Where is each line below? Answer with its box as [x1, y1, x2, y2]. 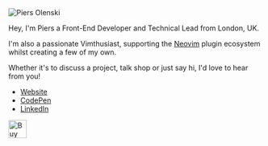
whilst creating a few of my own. [8, 47, 117, 57]
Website [19, 87, 48, 96]
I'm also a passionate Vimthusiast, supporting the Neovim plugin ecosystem [8, 39, 261, 48]
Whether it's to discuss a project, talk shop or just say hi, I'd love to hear [8, 63, 249, 72]
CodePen [19, 95, 52, 105]
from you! [8, 71, 41, 81]
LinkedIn [19, 104, 49, 113]
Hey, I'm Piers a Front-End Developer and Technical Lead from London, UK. [8, 23, 260, 33]
